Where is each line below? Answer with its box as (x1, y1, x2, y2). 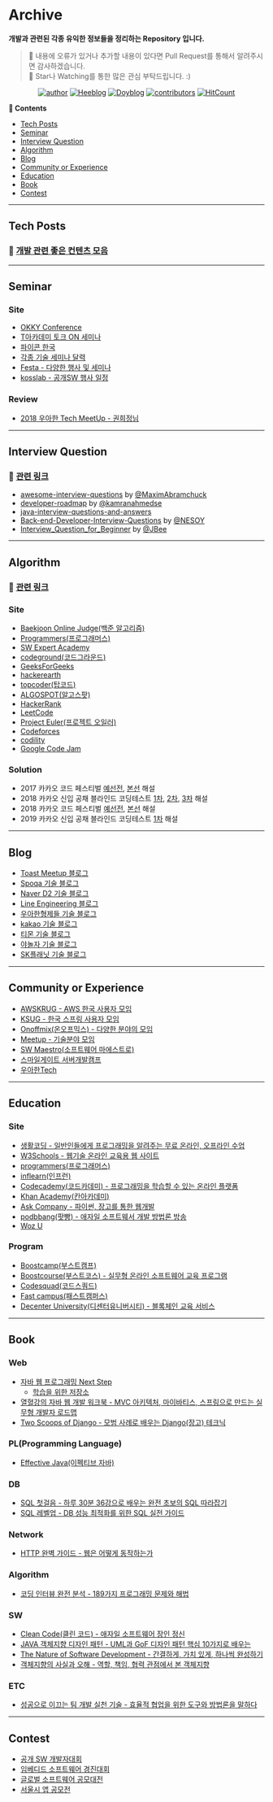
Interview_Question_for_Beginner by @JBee (19, 524, 167, 534)
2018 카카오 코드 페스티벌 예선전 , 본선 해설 (19, 803, 156, 814)
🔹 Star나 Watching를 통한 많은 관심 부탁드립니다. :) (28, 71, 191, 81)
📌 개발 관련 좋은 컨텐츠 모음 (8, 246, 108, 257)
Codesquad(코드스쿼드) (19, 1281, 97, 1291)
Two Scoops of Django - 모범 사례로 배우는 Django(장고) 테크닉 (19, 1417, 226, 1427)
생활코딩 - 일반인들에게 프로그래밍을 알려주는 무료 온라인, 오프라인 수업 (19, 1140, 245, 1150)
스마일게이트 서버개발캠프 (19, 1055, 102, 1064)
